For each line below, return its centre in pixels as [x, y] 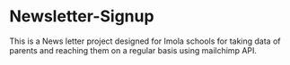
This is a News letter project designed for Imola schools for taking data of [145, 41]
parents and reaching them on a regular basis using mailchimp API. [133, 50]
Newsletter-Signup [82, 16]
